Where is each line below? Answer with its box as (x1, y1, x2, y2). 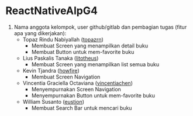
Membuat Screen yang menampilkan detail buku (31, 42, 149, 49)
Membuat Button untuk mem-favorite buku (31, 48, 135, 55)
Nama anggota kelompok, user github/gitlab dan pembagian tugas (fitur (13, 23, 187, 30)
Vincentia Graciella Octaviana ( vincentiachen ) (22, 79, 133, 86)
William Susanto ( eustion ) (22, 98, 85, 105)
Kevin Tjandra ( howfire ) (22, 67, 80, 74)
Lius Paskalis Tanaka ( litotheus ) (22, 54, 99, 62)
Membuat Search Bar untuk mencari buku (31, 104, 132, 111)
